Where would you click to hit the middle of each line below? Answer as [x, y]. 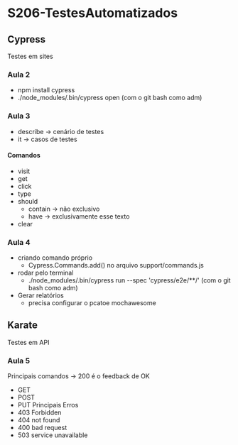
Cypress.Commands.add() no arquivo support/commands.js [116, 265]
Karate [22, 325]
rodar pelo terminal [45, 273]
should [28, 201]
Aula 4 [19, 242]
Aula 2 [19, 75]
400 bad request [42, 428]
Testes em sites [30, 56]
